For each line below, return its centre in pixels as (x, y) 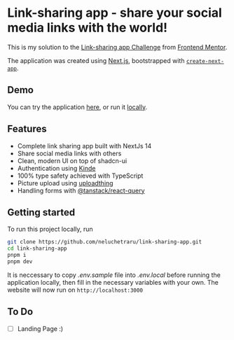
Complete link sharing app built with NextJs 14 (84, 146)
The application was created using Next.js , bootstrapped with (96, 60)
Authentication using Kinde (56, 168)
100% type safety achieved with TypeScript (80, 176)
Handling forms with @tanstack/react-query (81, 190)
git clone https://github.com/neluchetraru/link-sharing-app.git (104, 242)
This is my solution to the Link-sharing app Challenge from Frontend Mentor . (117, 47)
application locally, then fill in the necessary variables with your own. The (113, 282)
